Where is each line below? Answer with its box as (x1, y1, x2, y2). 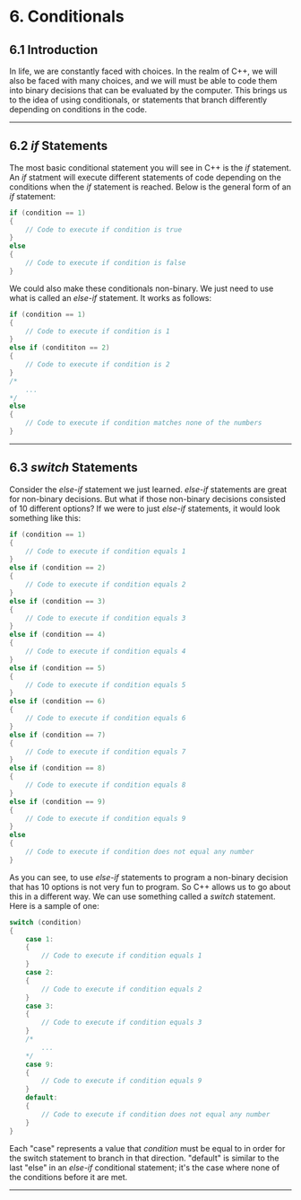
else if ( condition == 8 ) (9, 763, 106, 773)
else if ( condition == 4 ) (9, 631, 106, 640)
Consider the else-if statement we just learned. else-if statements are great (9, 483, 288, 495)
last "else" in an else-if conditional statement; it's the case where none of (9, 1161, 280, 1173)
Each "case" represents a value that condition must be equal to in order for (9, 1143, 286, 1153)
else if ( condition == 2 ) (9, 563, 106, 572)
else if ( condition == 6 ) (9, 697, 106, 706)
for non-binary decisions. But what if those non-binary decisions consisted (9, 493, 287, 504)
